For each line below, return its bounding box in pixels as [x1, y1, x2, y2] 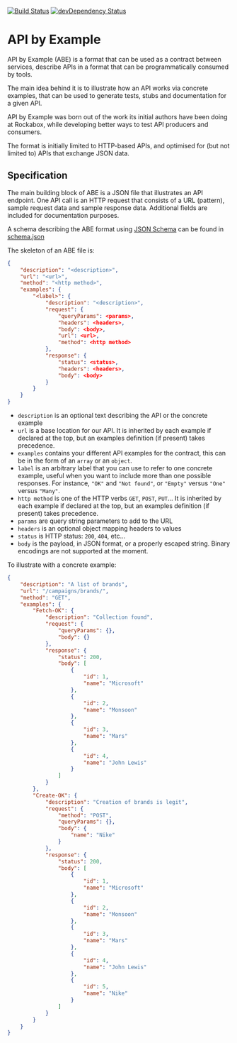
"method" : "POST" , [57, 812, 112, 819]
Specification [7, 170, 68, 182]
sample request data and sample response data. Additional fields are [7, 203, 208, 212]
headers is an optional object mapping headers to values [17, 524, 182, 532]
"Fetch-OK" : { [33, 607, 74, 614]
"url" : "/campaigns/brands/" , [20, 587, 110, 595]
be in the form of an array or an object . [17, 456, 132, 465]
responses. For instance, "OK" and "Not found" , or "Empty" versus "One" [17, 479, 226, 487]
